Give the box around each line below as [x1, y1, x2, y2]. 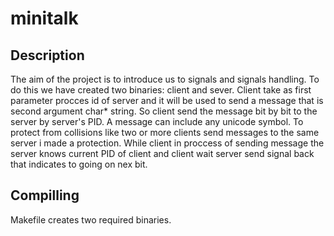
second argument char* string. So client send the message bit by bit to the [10, 105, 318, 117]
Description [10, 47, 85, 64]
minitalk [10, 7, 79, 30]
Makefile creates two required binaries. [10, 213, 172, 226]
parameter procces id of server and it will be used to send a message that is [10, 95, 324, 106]
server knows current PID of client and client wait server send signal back [10, 148, 315, 159]
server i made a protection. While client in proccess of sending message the [10, 137, 325, 149]
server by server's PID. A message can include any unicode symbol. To [10, 116, 304, 127]
